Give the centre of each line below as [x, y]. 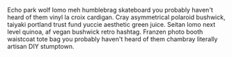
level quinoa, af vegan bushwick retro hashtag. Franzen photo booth [105, 32]
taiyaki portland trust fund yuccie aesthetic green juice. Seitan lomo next [111, 24]
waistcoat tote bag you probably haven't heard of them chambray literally [113, 39]
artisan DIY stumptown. [41, 46]
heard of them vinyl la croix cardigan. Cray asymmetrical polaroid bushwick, [116, 17]
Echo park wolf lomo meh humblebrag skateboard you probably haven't [110, 10]
